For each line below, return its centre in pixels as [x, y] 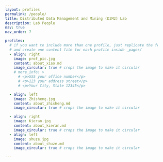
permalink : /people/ [26, 14]
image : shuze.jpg [31, 139]
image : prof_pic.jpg [34, 59]
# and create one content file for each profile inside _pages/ [76, 50]
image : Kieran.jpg [32, 121]
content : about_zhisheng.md [42, 103]
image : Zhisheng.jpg [34, 99]
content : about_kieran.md [40, 126]
